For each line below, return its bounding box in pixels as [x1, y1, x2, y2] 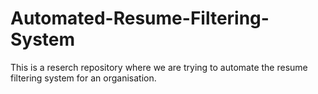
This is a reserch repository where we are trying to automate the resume [10, 61, 308, 73]
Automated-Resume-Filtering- [10, 7, 270, 30]
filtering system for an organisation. [10, 72, 157, 84]
